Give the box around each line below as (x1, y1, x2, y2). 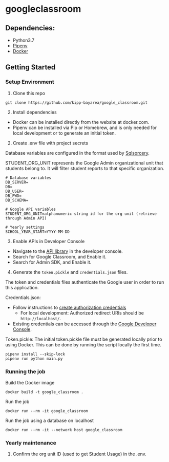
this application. (5, 284, 39, 290)
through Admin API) (5, 215, 47, 221)
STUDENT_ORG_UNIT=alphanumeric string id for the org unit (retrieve (5, 211, 157, 216)
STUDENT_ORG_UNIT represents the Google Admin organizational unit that (5, 160, 163, 166)
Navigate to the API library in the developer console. (12, 248, 123, 254)
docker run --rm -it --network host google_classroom (5, 427, 123, 432)
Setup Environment (5, 78, 55, 85)
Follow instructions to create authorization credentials (12, 304, 126, 310)
